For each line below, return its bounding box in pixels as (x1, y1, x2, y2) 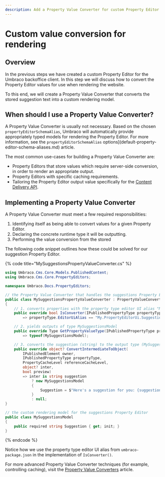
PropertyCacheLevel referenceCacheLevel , (23, 360, 109, 365)
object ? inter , (23, 365, 54, 370)
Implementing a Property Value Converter (5, 198, 136, 206)
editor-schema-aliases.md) (5, 144, 60, 150)
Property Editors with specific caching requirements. (12, 174, 119, 179)
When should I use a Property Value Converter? (5, 111, 154, 119)
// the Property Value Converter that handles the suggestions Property (5, 292, 157, 297)
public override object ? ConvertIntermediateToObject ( (14, 347, 129, 351)
